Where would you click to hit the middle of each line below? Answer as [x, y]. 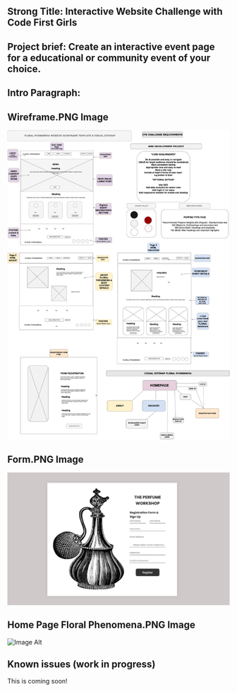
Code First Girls [42, 23]
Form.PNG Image [45, 459]
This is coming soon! [38, 681]
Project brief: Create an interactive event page [111, 46]
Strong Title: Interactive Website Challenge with [115, 12]
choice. [24, 69]
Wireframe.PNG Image [58, 117]
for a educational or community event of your [109, 58]
